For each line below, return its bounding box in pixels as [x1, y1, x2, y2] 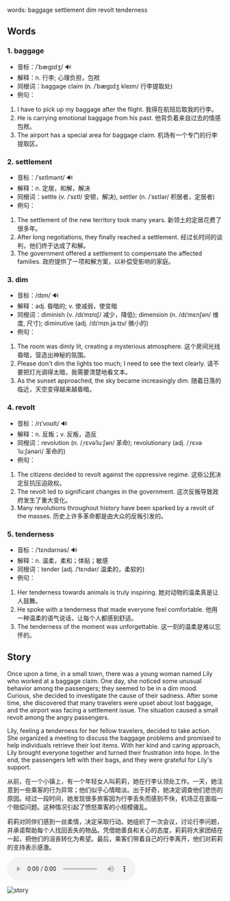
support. [7, 762, 31, 771]
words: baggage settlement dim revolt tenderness [7, 6, 148, 14]
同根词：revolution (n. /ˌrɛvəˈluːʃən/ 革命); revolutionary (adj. [16, 438, 186, 446]
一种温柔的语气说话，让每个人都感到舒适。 [16, 614, 138, 622]
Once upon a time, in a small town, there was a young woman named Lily [7, 669, 213, 677]
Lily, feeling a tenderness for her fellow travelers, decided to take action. [7, 726, 212, 734]
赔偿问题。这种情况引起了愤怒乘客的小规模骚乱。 [12, 802, 151, 811]
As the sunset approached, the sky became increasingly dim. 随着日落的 [16, 376, 222, 385]
